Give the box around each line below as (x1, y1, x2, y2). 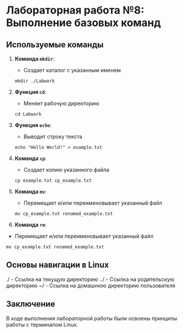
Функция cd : (14, 89, 47, 95)
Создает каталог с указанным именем (23, 67, 121, 74)
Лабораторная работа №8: (6, 4, 145, 17)
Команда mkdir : (14, 55, 55, 62)
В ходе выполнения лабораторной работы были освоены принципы (6, 315, 178, 322)
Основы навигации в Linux (6, 260, 109, 270)
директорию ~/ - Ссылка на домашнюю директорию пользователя (6, 281, 176, 289)
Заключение (6, 299, 55, 309)
